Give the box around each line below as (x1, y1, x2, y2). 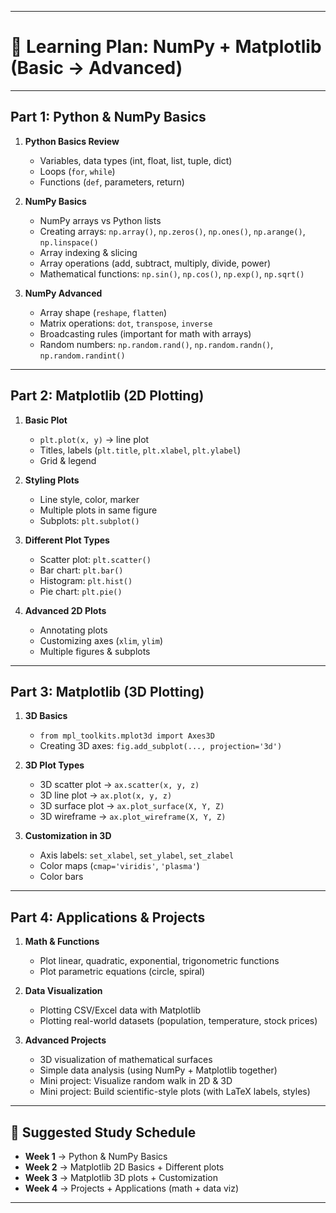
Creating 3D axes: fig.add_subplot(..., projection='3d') (39, 740, 283, 752)
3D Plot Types (24, 759, 85, 771)
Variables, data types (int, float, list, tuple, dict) (39, 154, 233, 166)
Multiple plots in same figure (39, 504, 158, 516)
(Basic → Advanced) (10, 57, 183, 80)
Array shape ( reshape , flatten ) (39, 306, 168, 318)
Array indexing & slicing (39, 246, 138, 258)
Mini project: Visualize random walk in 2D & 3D (39, 1075, 233, 1087)
